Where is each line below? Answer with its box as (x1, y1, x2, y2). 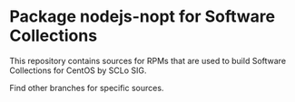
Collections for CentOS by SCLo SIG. (9, 65, 147, 76)
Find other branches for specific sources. (9, 82, 164, 93)
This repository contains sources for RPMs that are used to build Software (9, 55, 287, 66)
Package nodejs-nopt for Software (9, 6, 275, 27)
